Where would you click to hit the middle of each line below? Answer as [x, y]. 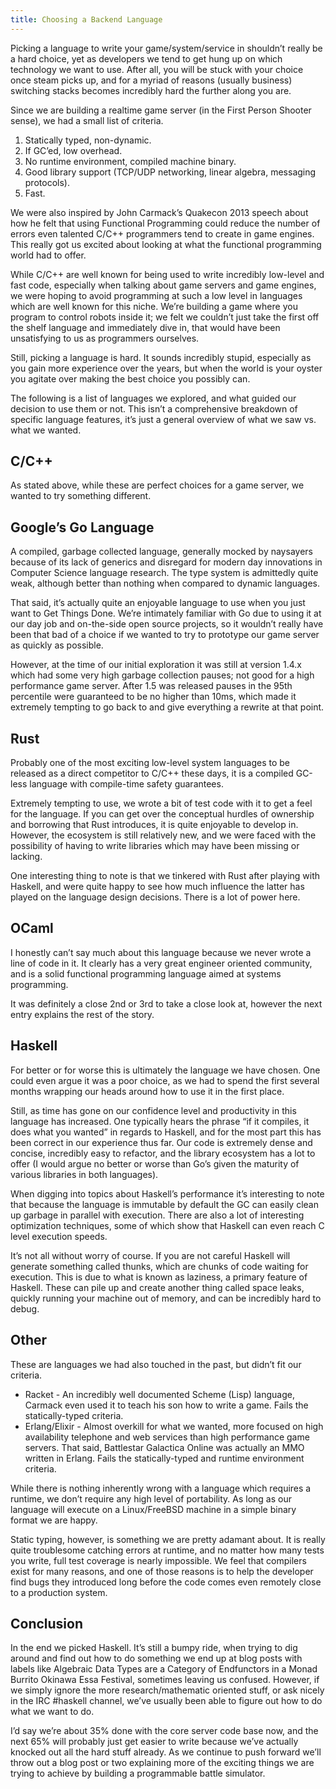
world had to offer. [48, 255]
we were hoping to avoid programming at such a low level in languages [156, 295]
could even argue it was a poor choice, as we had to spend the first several [165, 1080]
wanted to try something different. [81, 496]
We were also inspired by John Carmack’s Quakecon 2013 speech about [159, 212]
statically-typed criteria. [74, 1415]
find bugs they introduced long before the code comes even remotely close [166, 1582]
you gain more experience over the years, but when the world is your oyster [166, 368]
